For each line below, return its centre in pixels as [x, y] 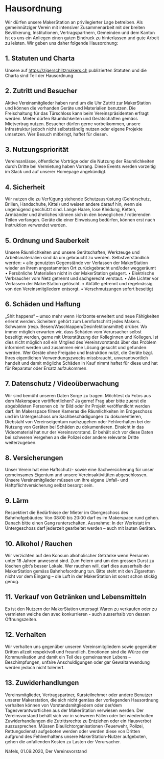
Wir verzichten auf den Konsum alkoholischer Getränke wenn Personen [77, 556]
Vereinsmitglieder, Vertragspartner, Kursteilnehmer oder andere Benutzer [79, 695]
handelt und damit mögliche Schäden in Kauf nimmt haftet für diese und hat [82, 363]
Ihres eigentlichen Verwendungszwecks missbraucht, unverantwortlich [77, 358]
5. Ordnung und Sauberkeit [47, 240]
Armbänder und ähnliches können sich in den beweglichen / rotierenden [78, 215]
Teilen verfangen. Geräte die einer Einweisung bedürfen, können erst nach [80, 220]
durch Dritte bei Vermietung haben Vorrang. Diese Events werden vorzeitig [80, 166]
